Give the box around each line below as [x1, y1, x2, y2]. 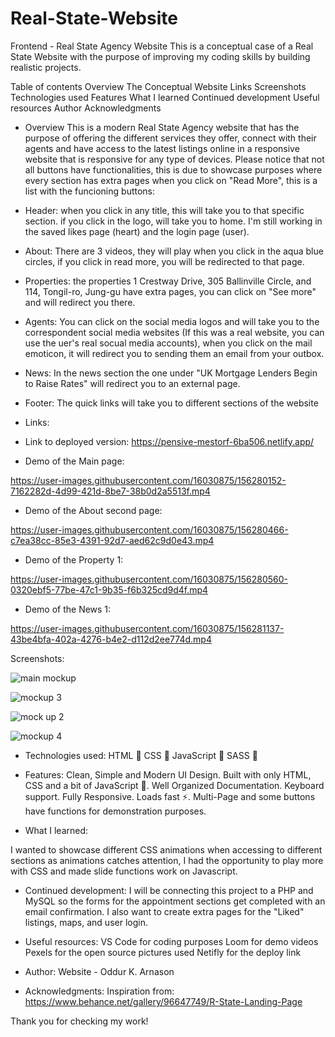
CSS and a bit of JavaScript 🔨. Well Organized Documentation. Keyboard [24, 779, 325, 791]
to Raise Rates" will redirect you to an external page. [24, 377, 241, 389]
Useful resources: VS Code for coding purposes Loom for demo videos [24, 935, 319, 947]
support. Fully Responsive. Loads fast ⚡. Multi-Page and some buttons [24, 790, 316, 802]
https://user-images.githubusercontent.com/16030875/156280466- [10, 523, 289, 536]
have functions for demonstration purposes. [24, 805, 207, 817]
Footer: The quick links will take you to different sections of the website [24, 397, 319, 409]
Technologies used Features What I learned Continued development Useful [10, 91, 320, 103]
